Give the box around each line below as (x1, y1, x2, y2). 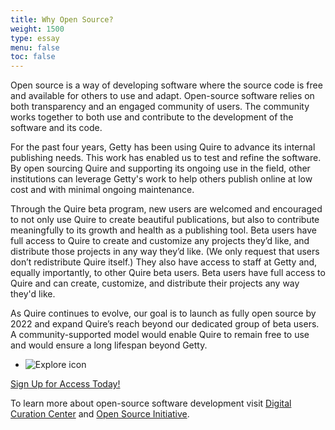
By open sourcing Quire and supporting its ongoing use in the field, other (10, 162, 311, 175)
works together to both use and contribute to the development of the (10, 111, 294, 123)
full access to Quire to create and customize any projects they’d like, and (10, 235, 310, 247)
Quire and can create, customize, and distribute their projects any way (10, 277, 300, 290)
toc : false (10, 52, 56, 62)
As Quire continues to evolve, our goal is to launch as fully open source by (10, 307, 317, 320)
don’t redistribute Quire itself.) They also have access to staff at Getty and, (10, 256, 318, 268)
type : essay (10, 33, 60, 43)
